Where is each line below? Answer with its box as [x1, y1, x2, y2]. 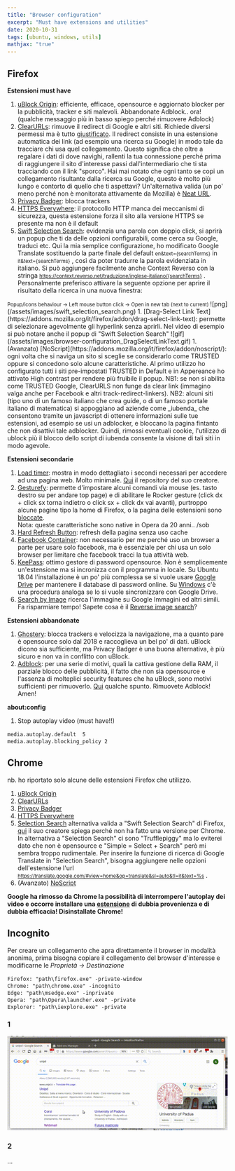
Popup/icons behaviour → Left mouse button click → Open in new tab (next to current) [7, 301, 209, 308]
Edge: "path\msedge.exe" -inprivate [7, 989, 114, 996]
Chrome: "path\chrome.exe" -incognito [7, 982, 120, 989]
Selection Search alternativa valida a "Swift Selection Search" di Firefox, [17, 819, 226, 827]
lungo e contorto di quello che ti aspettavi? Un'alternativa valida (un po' [17, 182, 224, 190]
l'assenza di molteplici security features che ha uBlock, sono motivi [17, 674, 212, 683]
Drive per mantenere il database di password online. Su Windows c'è [17, 580, 217, 588]
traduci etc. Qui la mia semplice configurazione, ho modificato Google [17, 241, 219, 250]
